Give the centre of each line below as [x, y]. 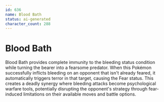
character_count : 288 [28, 24]
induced [14, 94]
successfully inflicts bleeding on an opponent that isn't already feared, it [80, 73]
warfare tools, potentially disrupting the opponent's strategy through [76, 89]
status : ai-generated [28, 19]
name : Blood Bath [23, 14]
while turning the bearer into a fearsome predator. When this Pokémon [78, 67]
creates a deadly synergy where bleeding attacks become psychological [81, 83]
